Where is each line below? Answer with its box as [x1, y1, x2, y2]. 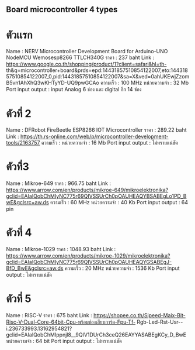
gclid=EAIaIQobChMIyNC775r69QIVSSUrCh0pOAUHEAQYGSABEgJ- [6, 259, 172, 266]
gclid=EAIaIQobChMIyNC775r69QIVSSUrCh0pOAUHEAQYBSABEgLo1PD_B [6, 193, 187, 200]
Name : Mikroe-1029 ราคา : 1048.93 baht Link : [6, 246, 116, 253]
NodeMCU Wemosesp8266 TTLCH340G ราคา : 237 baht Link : [6, 54, 155, 61]
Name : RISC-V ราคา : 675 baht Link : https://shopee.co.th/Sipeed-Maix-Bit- [6, 312, 186, 319]
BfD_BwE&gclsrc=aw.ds [6, 265, 64, 272]
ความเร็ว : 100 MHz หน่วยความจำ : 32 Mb [100, 79, 189, 87]
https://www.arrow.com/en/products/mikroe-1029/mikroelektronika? [6, 252, 170, 259]
